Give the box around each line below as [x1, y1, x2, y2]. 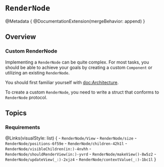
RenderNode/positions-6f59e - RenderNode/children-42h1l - [5, 140, 127, 146]
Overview [5, 32, 36, 41]
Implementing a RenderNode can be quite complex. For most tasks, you [5, 59, 149, 65]
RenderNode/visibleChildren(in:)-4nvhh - [5, 146, 91, 152]
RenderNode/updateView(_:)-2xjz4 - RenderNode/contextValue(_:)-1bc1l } [5, 156, 156, 162]
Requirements [5, 123, 40, 130]
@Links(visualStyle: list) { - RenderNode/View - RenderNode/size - [5, 135, 137, 141]
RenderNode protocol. [5, 94, 47, 100]
